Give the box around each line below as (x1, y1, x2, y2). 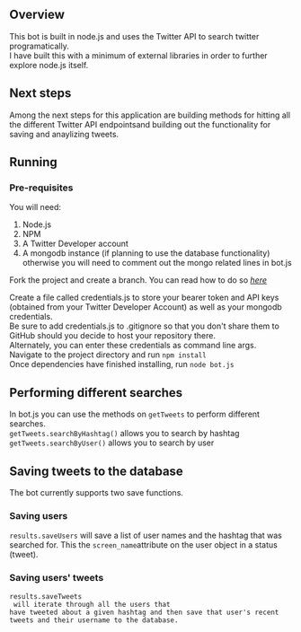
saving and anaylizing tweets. (9, 128, 120, 139)
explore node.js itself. (9, 59, 89, 70)
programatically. (9, 40, 69, 51)
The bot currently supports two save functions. (9, 487, 184, 497)
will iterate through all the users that (13, 600, 171, 609)
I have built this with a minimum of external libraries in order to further (9, 49, 268, 61)
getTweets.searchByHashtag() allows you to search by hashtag (9, 428, 240, 439)
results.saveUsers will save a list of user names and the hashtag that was (9, 530, 283, 541)
